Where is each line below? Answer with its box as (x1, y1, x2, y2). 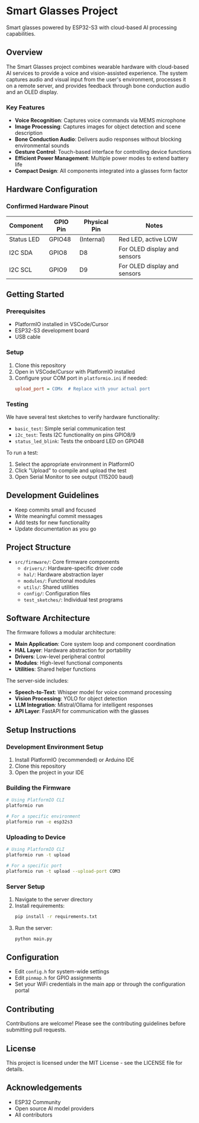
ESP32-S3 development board (14, 327, 89, 334)
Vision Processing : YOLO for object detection (14, 695, 127, 702)
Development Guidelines (6, 490, 99, 500)
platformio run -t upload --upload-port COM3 (6, 868, 120, 874)
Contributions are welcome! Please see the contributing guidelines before (6, 1020, 186, 1027)
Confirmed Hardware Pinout (6, 202, 89, 210)
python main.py (14, 936, 53, 942)
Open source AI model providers (14, 1105, 95, 1112)
